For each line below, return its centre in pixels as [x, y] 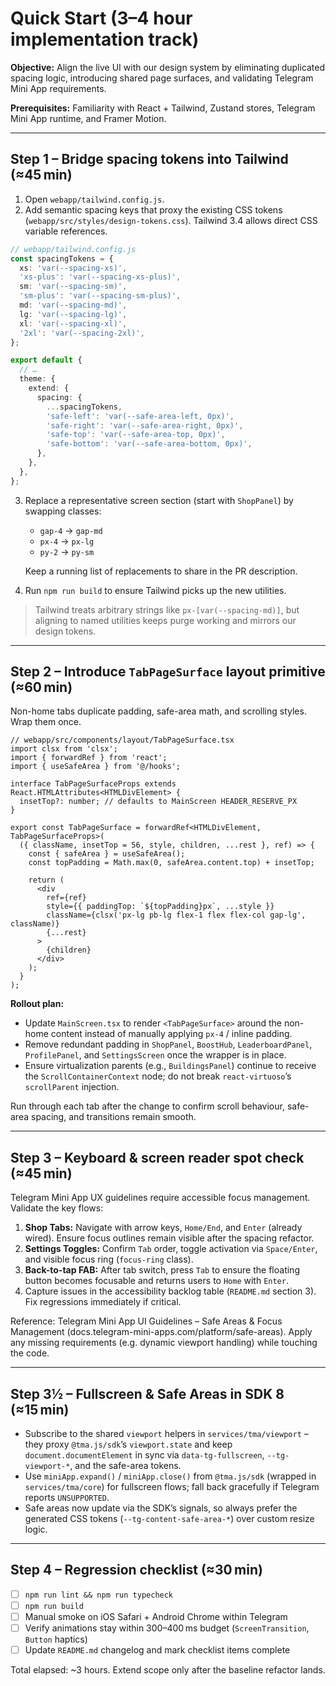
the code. [30, 1353]
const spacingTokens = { [62, 258]
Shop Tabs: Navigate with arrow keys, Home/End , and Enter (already [163, 1228]
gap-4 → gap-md [71, 530]
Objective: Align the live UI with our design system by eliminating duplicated [168, 67]
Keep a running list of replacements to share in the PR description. [161, 571]
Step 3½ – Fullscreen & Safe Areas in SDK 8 [147, 1393]
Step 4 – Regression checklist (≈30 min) [136, 1570]
